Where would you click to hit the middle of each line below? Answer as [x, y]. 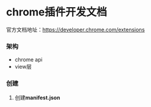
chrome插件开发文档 [57, 12]
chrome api [28, 60]
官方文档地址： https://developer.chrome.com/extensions [75, 30]
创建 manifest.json [37, 98]
